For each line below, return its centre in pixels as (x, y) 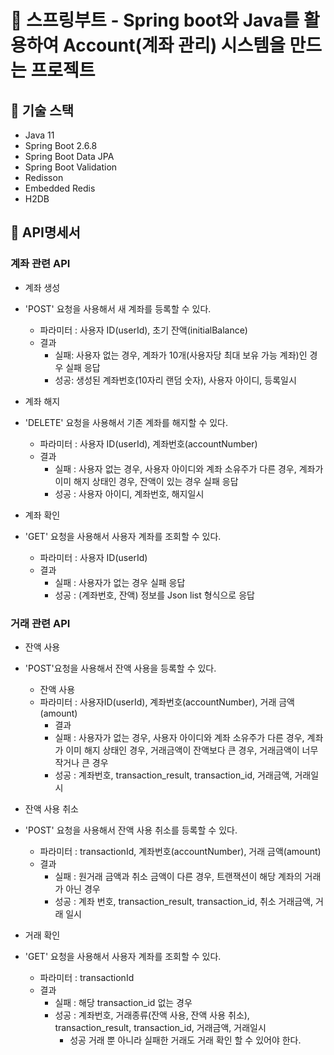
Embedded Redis (60, 188)
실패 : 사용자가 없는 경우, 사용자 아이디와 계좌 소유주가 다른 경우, (179, 737)
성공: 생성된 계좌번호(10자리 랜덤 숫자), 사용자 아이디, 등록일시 (175, 380)
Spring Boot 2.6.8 (61, 145)
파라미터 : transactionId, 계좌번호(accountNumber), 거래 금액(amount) (180, 851)
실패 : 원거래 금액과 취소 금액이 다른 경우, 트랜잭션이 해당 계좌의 (178, 876)
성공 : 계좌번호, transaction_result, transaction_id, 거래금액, (173, 775)
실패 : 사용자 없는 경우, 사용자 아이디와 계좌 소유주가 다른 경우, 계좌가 (189, 468)
